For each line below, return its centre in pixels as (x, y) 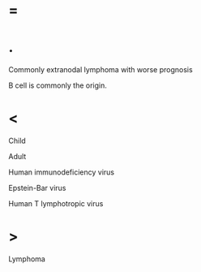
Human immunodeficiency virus (62, 172)
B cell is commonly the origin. (58, 85)
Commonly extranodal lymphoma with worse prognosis (100, 70)
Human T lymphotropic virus (56, 204)
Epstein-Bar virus (37, 188)
